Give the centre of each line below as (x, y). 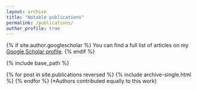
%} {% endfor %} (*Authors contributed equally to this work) (81, 81)
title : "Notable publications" (45, 17)
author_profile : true (33, 28)
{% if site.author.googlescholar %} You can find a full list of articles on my (97, 45)
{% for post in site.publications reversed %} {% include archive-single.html (99, 75)
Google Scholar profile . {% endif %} (51, 52)
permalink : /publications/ (40, 23)
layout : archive (26, 12)
